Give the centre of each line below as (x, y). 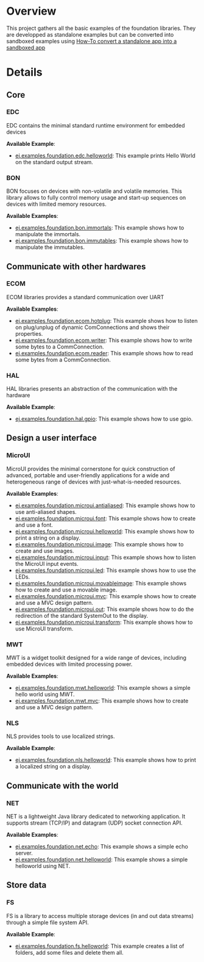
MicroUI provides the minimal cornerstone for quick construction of (91, 469)
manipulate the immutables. (50, 247)
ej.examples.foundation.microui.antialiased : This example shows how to (105, 505)
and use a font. (34, 525)
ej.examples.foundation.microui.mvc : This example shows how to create (106, 596)
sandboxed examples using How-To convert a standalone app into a (92, 41)
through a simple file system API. (48, 922)
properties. (29, 333)
